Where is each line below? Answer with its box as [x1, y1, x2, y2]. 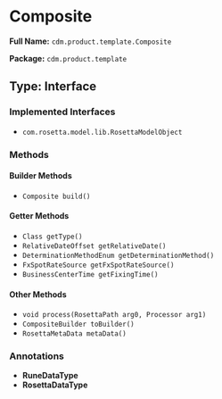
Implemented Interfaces [9, 105, 116, 118]
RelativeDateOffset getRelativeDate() [21, 241, 167, 251]
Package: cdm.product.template [9, 53, 127, 63]
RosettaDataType [21, 379, 88, 390]
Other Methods [9, 288, 67, 300]
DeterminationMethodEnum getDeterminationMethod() [21, 251, 215, 260]
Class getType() [21, 232, 83, 241]
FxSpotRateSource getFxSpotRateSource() [21, 261, 175, 270]
